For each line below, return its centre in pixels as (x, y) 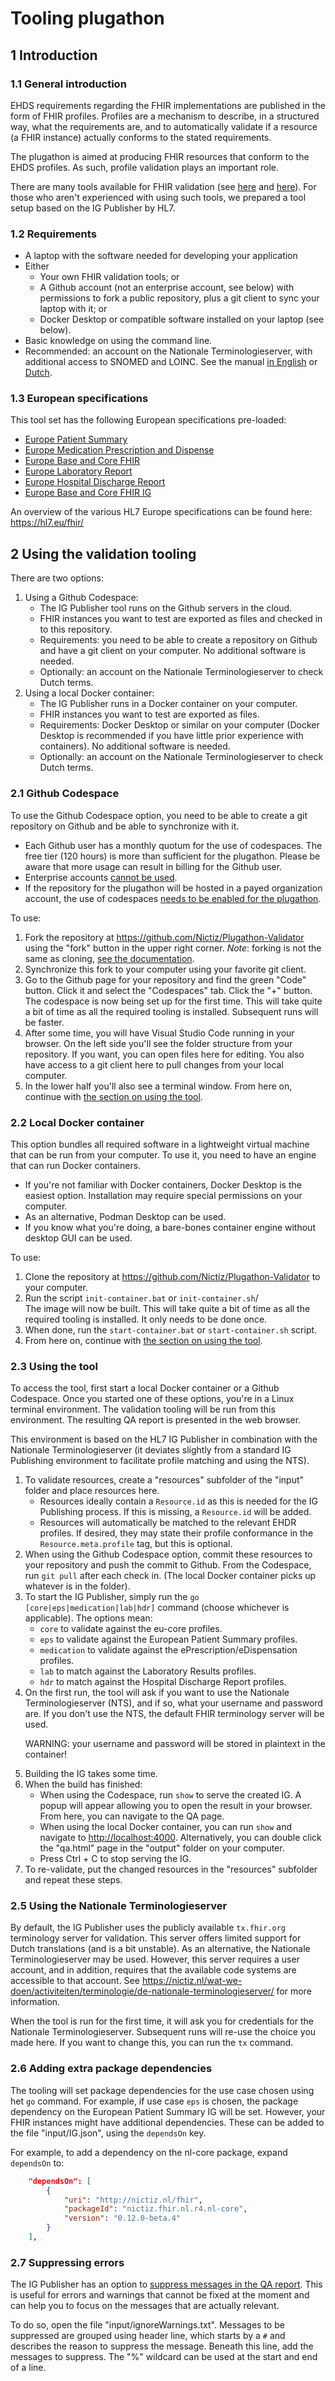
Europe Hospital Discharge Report (95, 482)
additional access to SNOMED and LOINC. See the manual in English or (171, 362)
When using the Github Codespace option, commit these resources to (168, 1554)
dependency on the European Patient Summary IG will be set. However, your (168, 2111)
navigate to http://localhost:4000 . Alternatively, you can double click (180, 1838)
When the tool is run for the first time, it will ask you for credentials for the (162, 2021)
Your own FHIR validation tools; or (109, 277)
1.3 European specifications (79, 399)
